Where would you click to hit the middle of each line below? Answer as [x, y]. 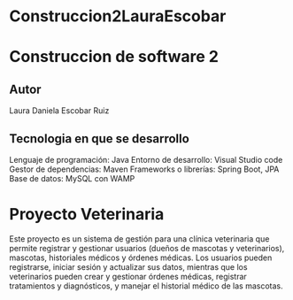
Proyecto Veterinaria [87, 215]
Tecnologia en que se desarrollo [100, 138]
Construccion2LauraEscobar [118, 16]
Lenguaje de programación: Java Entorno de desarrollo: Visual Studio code [146, 160]
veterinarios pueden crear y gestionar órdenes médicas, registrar [128, 276]
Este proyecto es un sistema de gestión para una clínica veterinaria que [139, 238]
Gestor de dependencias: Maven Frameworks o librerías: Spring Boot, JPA [144, 169]
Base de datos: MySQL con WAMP [72, 178]
